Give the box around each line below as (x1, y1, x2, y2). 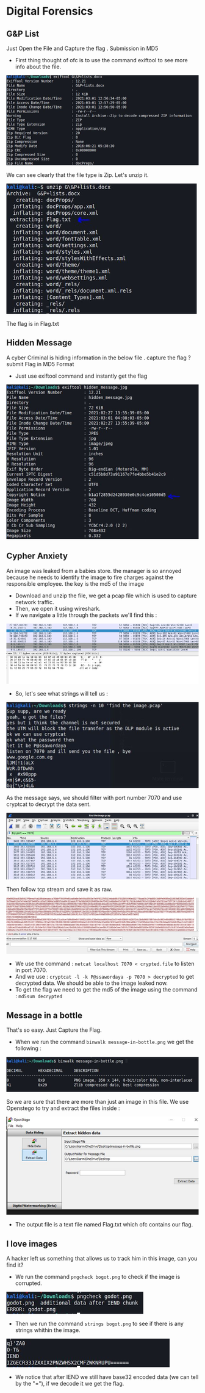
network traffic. (15, 598, 54, 605)
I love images (6, 1239, 58, 1249)
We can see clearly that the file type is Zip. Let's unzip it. (6, 171, 149, 178)
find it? (6, 1261, 24, 1269)
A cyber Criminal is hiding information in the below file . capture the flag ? (6, 354, 191, 361)
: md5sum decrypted (15, 993, 63, 1000)
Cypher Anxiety (6, 551, 68, 561)
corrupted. (15, 1280, 43, 1287)
